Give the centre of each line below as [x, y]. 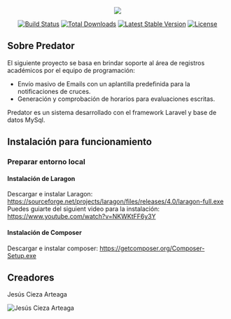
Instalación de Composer [44, 232]
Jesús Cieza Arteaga [37, 294]
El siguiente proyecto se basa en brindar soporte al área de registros [106, 62]
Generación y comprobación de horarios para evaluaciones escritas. [116, 99]
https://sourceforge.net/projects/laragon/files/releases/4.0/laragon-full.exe [115, 202]
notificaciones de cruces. [54, 91]
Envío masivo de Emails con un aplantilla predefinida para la [104, 83]
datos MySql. [26, 120]
